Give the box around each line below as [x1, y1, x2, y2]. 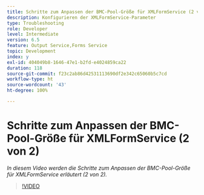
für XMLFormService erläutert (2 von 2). [7, 170, 108, 178]
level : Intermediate [7, 31, 59, 37]
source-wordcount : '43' [7, 82, 67, 88]
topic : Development [7, 48, 56, 54]
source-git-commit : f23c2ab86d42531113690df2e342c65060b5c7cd [7, 71, 167, 77]
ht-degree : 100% [7, 88, 48, 94]
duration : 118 [7, 65, 43, 71]
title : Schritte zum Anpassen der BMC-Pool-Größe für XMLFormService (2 [7, 8, 194, 15]
